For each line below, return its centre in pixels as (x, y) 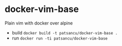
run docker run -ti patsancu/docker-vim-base (60, 38)
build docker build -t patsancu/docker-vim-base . (65, 32)
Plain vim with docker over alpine (39, 23)
